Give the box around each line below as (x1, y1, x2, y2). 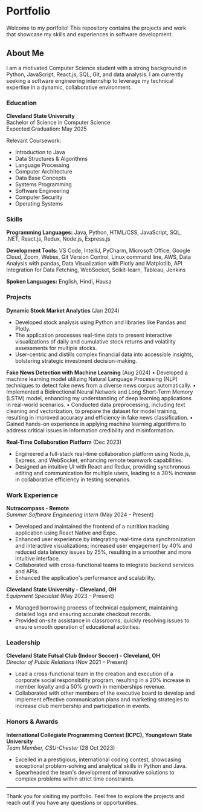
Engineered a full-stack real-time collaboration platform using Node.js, (14, 450, 191, 457)
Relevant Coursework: (6, 137, 62, 145)
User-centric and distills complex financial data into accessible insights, (14, 351, 194, 358)
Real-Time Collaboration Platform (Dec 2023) (6, 438, 122, 446)
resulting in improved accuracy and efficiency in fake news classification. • (6, 414, 193, 421)
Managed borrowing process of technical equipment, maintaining (14, 603, 178, 611)
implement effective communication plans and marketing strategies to (14, 696, 189, 703)
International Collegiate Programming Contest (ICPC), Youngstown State (6, 731, 192, 738)
